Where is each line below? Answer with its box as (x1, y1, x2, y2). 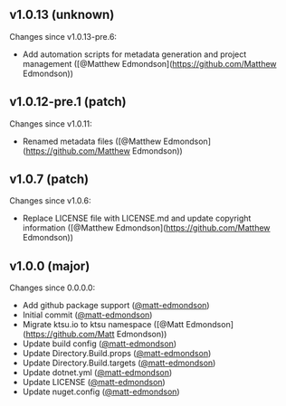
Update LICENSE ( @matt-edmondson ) (22, 377, 166, 388)
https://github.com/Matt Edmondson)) (25, 329, 167, 340)
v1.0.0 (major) (9, 258, 91, 274)
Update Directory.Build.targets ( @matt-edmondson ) (22, 357, 216, 369)
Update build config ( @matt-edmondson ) (22, 338, 177, 349)
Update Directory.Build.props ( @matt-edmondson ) (22, 348, 212, 359)
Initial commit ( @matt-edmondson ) (22, 309, 153, 320)
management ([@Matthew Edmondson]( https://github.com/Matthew (22, 58, 278, 69)
